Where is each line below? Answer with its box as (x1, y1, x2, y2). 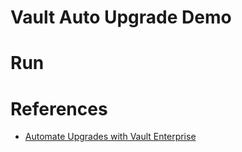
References (10, 97, 108, 120)
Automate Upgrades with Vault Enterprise (24, 131, 197, 143)
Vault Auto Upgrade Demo (10, 6, 232, 29)
